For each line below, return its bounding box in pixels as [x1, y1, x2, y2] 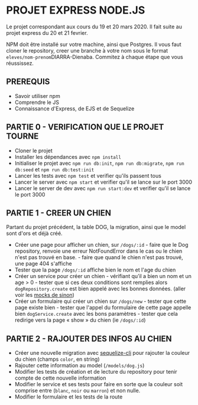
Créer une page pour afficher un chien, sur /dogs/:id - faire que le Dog [14, 241, 189, 249]
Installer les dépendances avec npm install [14, 153, 121, 160]
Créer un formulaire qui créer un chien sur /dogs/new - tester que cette [14, 298, 187, 305]
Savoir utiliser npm [14, 92, 60, 99]
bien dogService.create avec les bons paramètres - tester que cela [14, 311, 178, 318]
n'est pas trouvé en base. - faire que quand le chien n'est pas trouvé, [14, 254, 183, 261]
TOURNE [6, 131, 39, 142]
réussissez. [6, 60, 34, 67]
